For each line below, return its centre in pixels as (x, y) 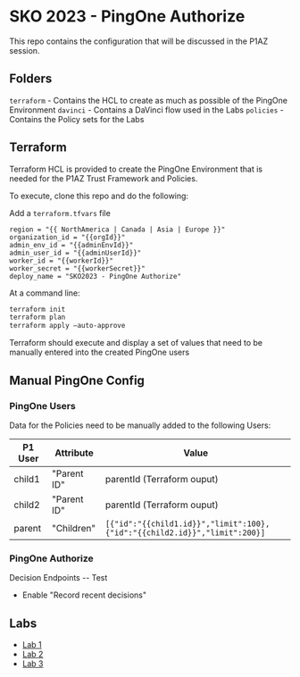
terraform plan (37, 318)
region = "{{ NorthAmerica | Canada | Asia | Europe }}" (117, 230)
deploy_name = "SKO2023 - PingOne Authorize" (95, 276)
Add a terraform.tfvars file (60, 213)
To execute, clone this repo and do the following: (99, 196)
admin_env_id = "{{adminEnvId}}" (71, 245)
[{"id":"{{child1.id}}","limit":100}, (187, 523)
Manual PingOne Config (77, 380)
